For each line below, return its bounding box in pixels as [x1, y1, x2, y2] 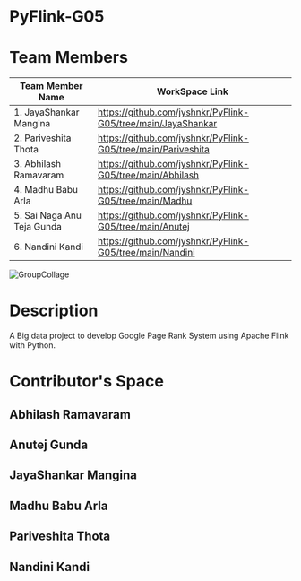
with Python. [9, 340, 56, 351]
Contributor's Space [9, 371, 164, 392]
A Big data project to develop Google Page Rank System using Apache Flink [9, 330, 289, 342]
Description [9, 300, 99, 321]
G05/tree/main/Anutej [97, 221, 190, 233]
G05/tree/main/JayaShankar [97, 117, 218, 130]
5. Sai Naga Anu [13, 209, 82, 221]
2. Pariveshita [13, 132, 72, 144]
